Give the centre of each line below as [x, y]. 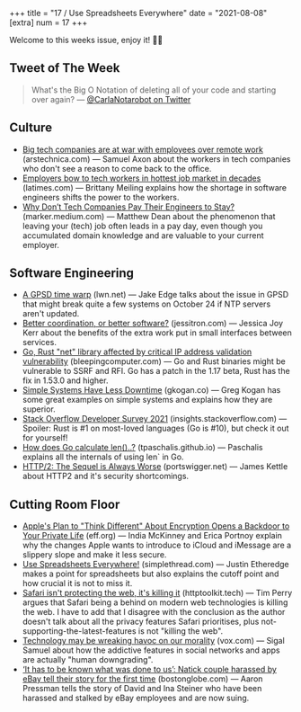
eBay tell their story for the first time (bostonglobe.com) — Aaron [142, 679]
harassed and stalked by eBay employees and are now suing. [136, 698]
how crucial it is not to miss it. [77, 583]
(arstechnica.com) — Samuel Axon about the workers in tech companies [156, 159]
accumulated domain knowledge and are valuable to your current [143, 235]
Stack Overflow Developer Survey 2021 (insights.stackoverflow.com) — [155, 419]
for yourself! [45, 438]
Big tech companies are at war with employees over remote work [142, 149]
